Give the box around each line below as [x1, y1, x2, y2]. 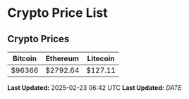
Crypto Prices [7, 33, 70, 45]
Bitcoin [12, 54, 37, 63]
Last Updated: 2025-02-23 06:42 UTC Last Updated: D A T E [7, 84, 182, 92]
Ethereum [45, 54, 80, 63]
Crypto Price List [7, 5, 108, 21]
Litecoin [87, 54, 115, 63]
